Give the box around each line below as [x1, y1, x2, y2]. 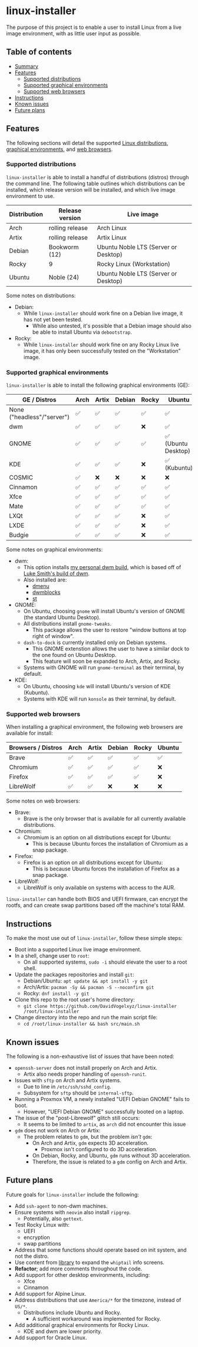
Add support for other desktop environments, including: [14, 1271, 150, 1278]
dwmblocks [32, 589, 61, 596]
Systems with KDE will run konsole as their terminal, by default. [23, 695, 177, 702]
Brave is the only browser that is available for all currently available [23, 815, 186, 822]
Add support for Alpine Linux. [14, 1290, 87, 1297]
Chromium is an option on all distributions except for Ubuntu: [23, 834, 171, 841]
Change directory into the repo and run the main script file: [14, 1014, 158, 1021]
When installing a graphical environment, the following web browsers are [6, 724, 183, 731]
